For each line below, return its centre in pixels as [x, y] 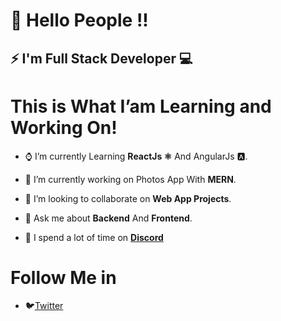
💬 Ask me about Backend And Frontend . [108, 218]
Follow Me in [63, 277]
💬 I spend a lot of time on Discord [94, 237]
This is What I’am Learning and [141, 106]
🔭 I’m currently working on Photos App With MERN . [130, 179]
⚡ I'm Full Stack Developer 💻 [101, 58]
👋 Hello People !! [79, 20]
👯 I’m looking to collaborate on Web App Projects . [128, 198]
